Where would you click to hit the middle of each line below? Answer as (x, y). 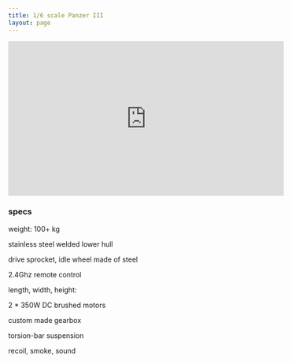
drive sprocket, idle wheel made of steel (73, 259)
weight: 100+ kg (34, 229)
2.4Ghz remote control (45, 274)
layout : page (30, 23)
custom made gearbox (45, 320)
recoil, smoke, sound (42, 350)
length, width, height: (43, 290)
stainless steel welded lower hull (61, 244)
